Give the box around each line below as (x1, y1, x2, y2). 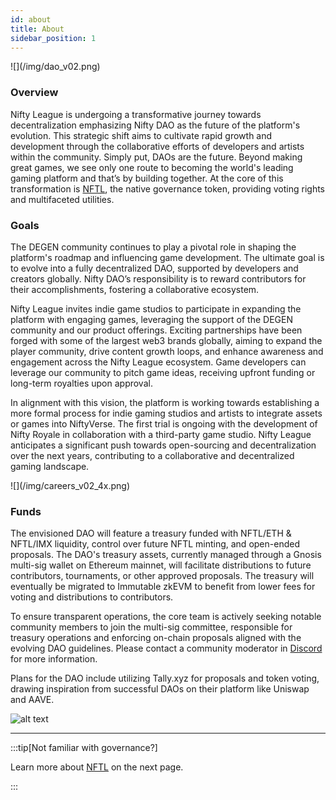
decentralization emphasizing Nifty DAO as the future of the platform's (10, 119, 301, 131)
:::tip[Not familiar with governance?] (10, 742, 158, 754)
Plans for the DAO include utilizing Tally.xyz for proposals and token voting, (10, 672, 320, 685)
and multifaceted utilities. (10, 193, 115, 205)
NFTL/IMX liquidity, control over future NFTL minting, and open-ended (10, 538, 300, 550)
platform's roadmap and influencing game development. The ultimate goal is (10, 251, 325, 263)
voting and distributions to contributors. (10, 591, 174, 603)
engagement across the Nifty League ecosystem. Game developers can (10, 356, 307, 368)
